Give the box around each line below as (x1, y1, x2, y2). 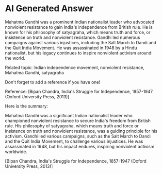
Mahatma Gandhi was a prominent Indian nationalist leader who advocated (5, 19, 154, 25)
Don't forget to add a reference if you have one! (5, 79, 100, 85)
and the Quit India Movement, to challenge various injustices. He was (5, 138, 143, 144)
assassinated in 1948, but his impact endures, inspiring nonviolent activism (5, 143, 155, 149)
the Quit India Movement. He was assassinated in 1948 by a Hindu (5, 45, 137, 51)
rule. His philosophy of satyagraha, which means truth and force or (5, 122, 139, 129)
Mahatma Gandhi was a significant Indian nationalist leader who (5, 112, 132, 118)
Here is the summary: (5, 103, 48, 109)
